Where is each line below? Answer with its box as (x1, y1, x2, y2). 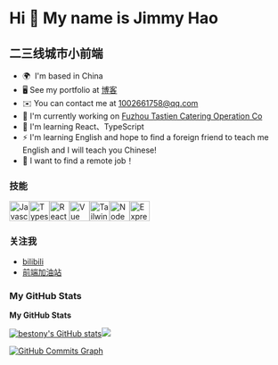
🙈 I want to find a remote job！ (21, 155, 135, 166)
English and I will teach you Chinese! (21, 145, 158, 155)
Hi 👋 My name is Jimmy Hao (9, 8, 218, 29)
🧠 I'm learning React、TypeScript (21, 121, 144, 132)
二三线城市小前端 (9, 46, 103, 61)
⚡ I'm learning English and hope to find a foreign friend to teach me (21, 132, 269, 142)
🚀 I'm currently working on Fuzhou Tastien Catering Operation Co (21, 111, 263, 121)
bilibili (21, 256, 45, 267)
